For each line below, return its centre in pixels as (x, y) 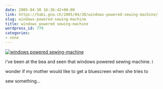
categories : (18, 33)
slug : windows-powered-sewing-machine (46, 19)
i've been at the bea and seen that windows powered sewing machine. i (79, 61)
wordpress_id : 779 (24, 28)
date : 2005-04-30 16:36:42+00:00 (40, 10)
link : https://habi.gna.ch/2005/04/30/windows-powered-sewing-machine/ (81, 14)
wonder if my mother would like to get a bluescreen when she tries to (77, 71)
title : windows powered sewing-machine (47, 24)
